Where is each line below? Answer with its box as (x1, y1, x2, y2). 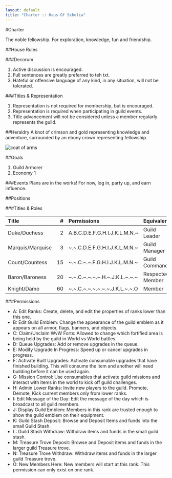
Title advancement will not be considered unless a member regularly (12, 114, 158, 120)
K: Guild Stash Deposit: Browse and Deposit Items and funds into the (12, 417, 158, 424)
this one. (12, 314, 32, 320)
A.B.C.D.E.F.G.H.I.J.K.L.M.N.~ (68, 229, 139, 236)
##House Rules (5, 46, 38, 52)
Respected (143, 270, 169, 278)
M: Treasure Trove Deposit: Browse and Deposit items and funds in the (12, 439, 162, 445)
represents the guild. (12, 119, 57, 125)
